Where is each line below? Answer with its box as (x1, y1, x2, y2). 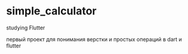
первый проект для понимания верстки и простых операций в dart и (6, 35, 183, 43)
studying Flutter (6, 24, 46, 31)
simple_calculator (6, 4, 97, 18)
